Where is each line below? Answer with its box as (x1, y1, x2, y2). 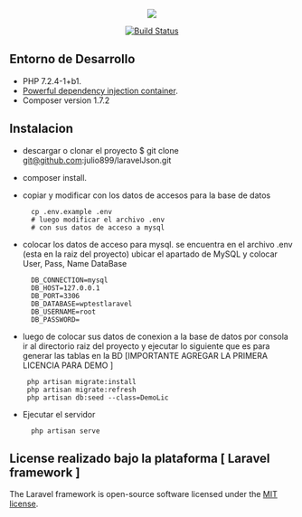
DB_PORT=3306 (31, 291, 80, 300)
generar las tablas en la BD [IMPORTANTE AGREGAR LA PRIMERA (22, 350, 269, 361)
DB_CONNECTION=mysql (31, 276, 109, 285)
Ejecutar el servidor (22, 409, 96, 419)
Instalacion (9, 121, 74, 136)
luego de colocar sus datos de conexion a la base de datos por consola (22, 331, 289, 342)
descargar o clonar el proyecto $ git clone (22, 145, 179, 155)
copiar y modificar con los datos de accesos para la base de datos (22, 190, 271, 201)
